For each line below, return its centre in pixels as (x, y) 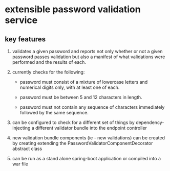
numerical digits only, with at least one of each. (70, 87)
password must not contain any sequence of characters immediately (92, 107)
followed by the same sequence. (54, 113)
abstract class (27, 149)
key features (25, 39)
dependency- (150, 123)
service (21, 20)
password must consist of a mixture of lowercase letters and (84, 82)
